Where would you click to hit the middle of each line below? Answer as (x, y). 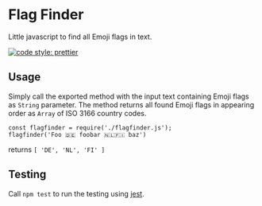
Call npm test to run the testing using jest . (76, 193)
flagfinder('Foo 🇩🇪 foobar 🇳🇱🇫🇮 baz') (77, 134)
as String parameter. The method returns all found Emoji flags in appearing (131, 104)
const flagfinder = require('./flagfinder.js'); (90, 128)
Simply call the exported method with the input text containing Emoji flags (129, 96)
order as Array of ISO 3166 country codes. (77, 113)
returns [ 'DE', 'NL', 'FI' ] (57, 150)
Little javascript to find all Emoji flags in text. (80, 37)
